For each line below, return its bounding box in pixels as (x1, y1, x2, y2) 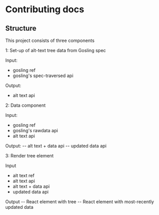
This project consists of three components (5, 37, 95, 43)
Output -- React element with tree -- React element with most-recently (5, 199, 154, 205)
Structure (5, 24, 37, 33)
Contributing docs (5, 4, 84, 15)
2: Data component (5, 102, 46, 108)
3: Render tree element (5, 153, 54, 159)
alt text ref (12, 173, 35, 178)
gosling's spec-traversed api (12, 73, 74, 79)
